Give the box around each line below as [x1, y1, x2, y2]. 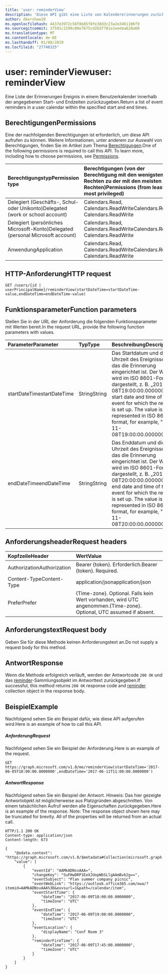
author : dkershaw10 [5, 17, 46, 22]
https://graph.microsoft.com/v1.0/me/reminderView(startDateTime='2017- [5, 765, 160, 770]
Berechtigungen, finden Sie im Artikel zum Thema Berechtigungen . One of [5, 142, 156, 148]
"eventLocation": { [31, 925, 72, 930]
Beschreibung [111, 341, 146, 348]
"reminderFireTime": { [31, 938, 79, 943]
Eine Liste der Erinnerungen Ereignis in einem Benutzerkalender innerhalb [5, 93, 157, 99]
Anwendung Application [7, 246, 63, 253]
